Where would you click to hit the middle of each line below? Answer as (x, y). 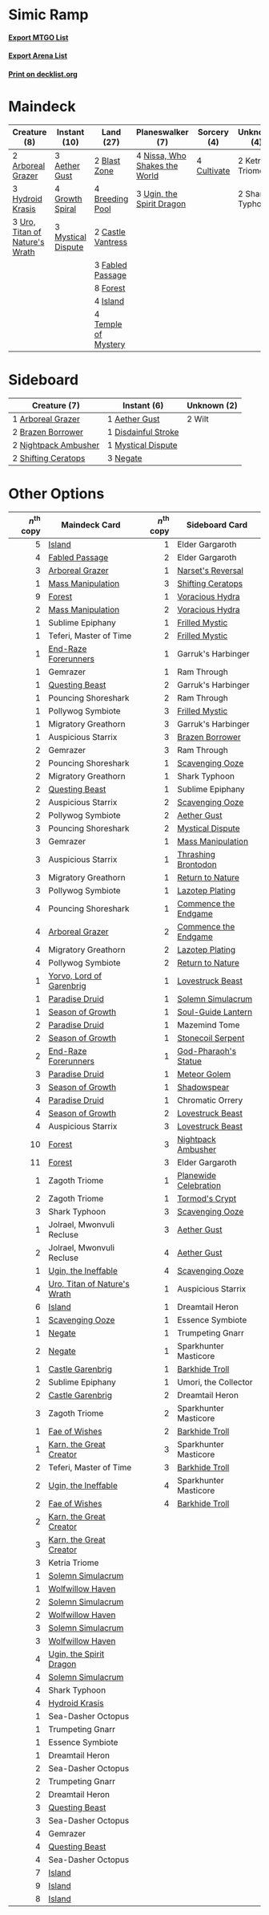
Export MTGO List (38, 37)
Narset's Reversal (211, 571)
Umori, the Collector (215, 1382)
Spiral (66, 209)
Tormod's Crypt (207, 1199)
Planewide (197, 1176)
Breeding (111, 198)
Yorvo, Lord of (75, 976)
